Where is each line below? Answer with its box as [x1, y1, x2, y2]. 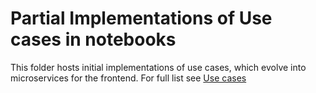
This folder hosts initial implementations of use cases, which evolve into [10, 61, 307, 73]
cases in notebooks [10, 28, 177, 51]
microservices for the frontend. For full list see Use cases [10, 72, 247, 84]
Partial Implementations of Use [10, 7, 273, 30]
